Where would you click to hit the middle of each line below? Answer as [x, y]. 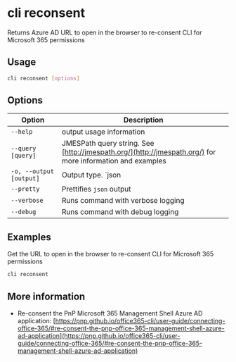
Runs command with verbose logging [123, 201]
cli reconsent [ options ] [44, 78]
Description [143, 120]
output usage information [104, 132]
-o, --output [33, 171]
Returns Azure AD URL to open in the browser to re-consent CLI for [105, 32]
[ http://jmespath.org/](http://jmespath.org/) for [139, 152]
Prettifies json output [97, 189]
